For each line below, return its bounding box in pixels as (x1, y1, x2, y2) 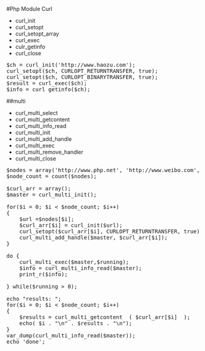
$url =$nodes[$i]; (19, 216, 75, 222)
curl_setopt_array (15, 30, 59, 37)
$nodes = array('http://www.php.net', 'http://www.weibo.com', (6, 167, 200, 173)
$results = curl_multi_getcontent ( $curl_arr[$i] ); (19, 314, 191, 320)
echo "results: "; (6, 295, 62, 302)
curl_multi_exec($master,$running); (19, 259, 130, 265)
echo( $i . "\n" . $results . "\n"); (19, 320, 133, 326)
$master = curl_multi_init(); (6, 191, 97, 198)
